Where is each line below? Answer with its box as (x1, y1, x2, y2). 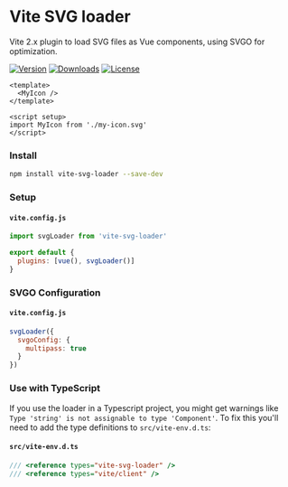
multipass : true (25, 343, 88, 353)
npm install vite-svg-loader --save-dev (9, 170, 164, 179)
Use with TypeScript (9, 382, 101, 395)
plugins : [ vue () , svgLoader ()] (17, 256, 135, 266)
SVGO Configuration (9, 286, 101, 299)
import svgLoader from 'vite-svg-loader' (9, 232, 168, 241)
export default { (9, 248, 75, 258)
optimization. (9, 45, 58, 56)
